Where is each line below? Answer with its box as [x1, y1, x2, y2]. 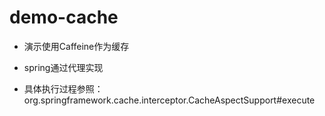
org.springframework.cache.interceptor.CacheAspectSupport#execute [23, 94, 316, 106]
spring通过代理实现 [23, 61, 104, 73]
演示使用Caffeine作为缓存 [23, 40, 130, 52]
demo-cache [9, 6, 119, 29]
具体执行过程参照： [23, 82, 104, 95]
